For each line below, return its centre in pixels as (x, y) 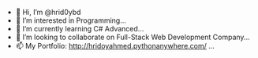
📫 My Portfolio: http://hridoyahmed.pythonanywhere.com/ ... (115, 46)
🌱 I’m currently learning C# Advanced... (80, 29)
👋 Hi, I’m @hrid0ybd (48, 12)
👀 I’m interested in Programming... (71, 20)
